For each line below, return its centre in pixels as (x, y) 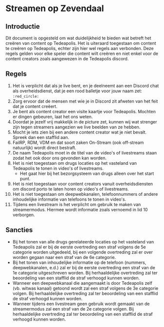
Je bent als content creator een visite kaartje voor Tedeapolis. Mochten (84, 111)
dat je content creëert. (35, 106)
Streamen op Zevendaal (55, 9)
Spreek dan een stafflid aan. (41, 137)
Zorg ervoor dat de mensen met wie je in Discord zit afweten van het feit (85, 101)
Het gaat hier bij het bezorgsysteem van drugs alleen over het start (87, 173)
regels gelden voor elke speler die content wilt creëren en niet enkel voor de (82, 53)
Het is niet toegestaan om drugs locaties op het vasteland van (75, 163)
